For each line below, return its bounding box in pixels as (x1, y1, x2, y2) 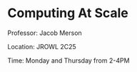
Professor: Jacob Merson (7, 29, 82, 37)
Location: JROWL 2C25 (7, 42, 76, 51)
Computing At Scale (7, 5, 128, 21)
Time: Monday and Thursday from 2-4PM (7, 56, 130, 65)
